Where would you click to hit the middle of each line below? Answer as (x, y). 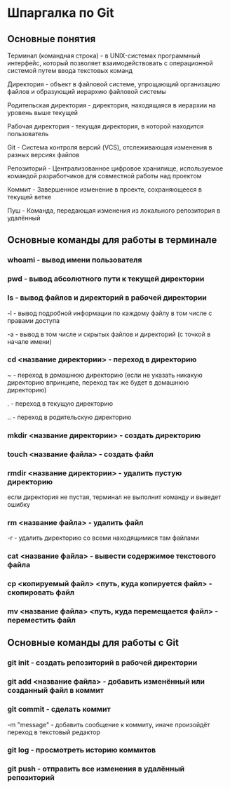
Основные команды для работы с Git (93, 643)
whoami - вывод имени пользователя (75, 260)
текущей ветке (29, 197)
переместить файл (41, 621)
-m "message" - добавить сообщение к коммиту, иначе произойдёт (109, 724)
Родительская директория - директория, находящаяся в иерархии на (111, 105)
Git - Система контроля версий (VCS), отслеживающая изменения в (110, 147)
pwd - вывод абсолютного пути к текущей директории (106, 279)
